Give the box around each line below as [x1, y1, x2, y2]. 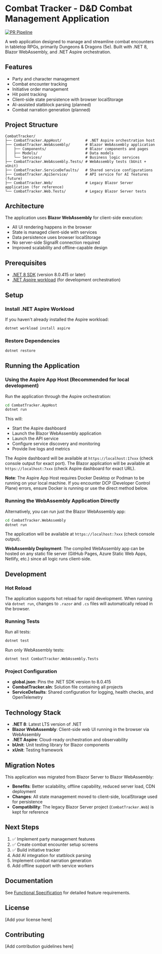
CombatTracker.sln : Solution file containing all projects [12, 684, 123, 690]
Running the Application [5, 362, 80, 370]
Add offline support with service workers [12, 862, 94, 868]
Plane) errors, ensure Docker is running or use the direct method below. [5, 485, 148, 491]
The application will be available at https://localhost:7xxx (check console [5, 531, 155, 537]
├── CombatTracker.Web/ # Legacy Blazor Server [5, 180, 133, 185]
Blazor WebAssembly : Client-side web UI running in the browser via [12, 727, 149, 732]
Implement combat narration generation [12, 858, 92, 863]
